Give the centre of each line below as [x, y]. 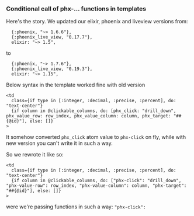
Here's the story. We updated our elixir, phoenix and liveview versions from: [97, 22]
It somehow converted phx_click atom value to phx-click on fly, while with [96, 137]
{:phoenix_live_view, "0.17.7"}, [52, 37]
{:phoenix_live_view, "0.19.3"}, [52, 69]
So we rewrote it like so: [35, 155]
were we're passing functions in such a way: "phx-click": [76, 207]
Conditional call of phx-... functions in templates [76, 9]
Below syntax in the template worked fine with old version [76, 85]
